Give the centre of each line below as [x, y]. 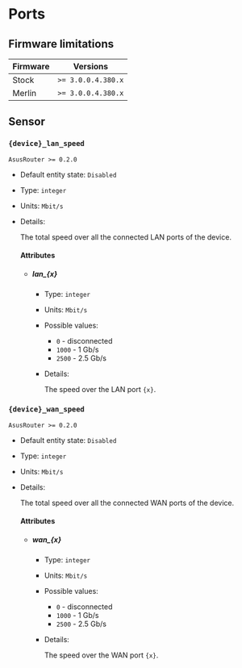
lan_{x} [45, 273]
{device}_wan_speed [46, 409]
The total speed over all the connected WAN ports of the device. [127, 503]
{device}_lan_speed [46, 144]
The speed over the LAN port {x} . [100, 390]
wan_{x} [47, 539]
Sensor [27, 122]
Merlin [25, 93]
